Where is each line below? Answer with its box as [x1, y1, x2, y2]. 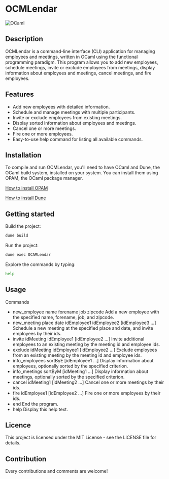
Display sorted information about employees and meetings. [12, 120, 137, 126]
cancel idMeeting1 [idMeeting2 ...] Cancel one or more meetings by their [12, 379, 164, 385]
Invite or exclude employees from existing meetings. [12, 114, 122, 120]
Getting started [5, 209, 55, 218]
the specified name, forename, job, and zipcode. [12, 314, 114, 320]
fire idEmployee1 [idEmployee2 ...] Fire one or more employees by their [12, 390, 161, 396]
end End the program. [12, 401, 58, 407]
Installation [5, 151, 42, 159]
